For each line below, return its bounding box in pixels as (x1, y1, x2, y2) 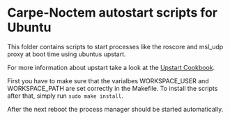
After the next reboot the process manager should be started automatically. (7, 105, 224, 113)
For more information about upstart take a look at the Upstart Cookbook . (7, 63, 215, 71)
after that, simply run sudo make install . (7, 92, 124, 100)
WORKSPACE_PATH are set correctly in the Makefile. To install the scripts (7, 84, 218, 92)
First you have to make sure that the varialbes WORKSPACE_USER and (7, 76, 209, 85)
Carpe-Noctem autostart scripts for (7, 5, 218, 21)
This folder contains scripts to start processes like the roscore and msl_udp (7, 42, 224, 51)
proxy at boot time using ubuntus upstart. (7, 50, 127, 58)
